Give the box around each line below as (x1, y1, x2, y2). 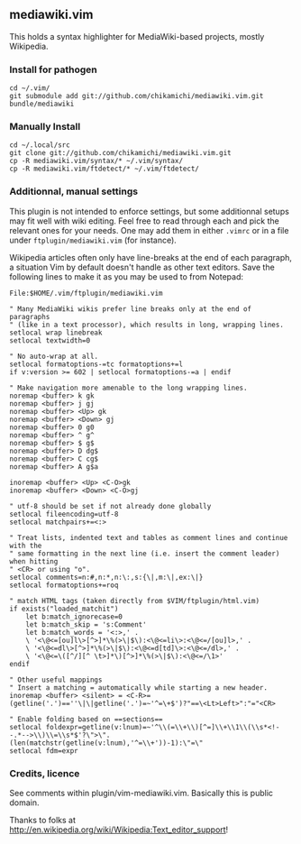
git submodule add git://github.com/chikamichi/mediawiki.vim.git (9, 92, 264, 101)
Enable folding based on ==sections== (17, 714, 164, 724)
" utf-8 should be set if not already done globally (9, 501, 212, 510)
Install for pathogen (9, 63, 97, 76)
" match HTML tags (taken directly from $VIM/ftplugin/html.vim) (9, 596, 260, 605)
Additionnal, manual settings (9, 185, 138, 197)
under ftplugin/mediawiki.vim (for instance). (9, 234, 178, 245)
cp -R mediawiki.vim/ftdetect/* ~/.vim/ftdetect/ (9, 164, 200, 174)
